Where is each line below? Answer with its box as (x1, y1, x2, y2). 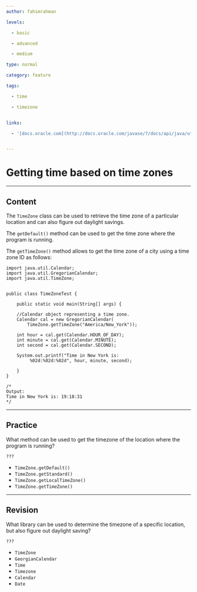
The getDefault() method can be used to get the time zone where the (6, 230, 175, 237)
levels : (6, 19, 25, 25)
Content (6, 196, 37, 206)
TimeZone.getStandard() (14, 471, 73, 477)
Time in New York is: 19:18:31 (6, 394, 83, 400)
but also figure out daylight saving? (6, 527, 91, 534)
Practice (6, 420, 38, 430)
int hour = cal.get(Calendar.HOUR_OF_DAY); (16, 332, 125, 338)
